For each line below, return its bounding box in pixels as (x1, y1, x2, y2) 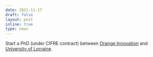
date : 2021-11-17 (5, 7, 42, 13)
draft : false (5, 12, 33, 17)
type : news (5, 26, 29, 32)
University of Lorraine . (5, 46, 53, 52)
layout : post (5, 17, 33, 22)
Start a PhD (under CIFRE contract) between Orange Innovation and (5, 40, 148, 46)
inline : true (5, 21, 33, 27)
